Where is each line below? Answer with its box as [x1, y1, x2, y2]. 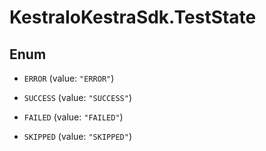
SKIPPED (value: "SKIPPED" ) [23, 131, 132, 142]
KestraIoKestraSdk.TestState [9, 6, 257, 29]
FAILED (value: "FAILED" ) [23, 111, 124, 123]
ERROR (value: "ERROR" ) [23, 72, 115, 84]
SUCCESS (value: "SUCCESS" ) [23, 92, 132, 103]
